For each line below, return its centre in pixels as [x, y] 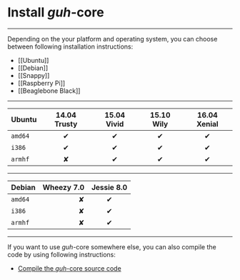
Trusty [66, 124]
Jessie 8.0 [110, 187]
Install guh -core [56, 12]
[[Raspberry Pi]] [41, 83]
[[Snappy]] [34, 75]
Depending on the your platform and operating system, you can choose [112, 39]
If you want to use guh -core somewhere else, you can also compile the [112, 246]
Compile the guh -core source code [69, 268]
